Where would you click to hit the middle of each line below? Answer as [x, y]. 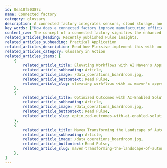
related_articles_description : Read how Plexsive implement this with [80, 47]
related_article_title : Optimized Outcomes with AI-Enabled [86, 97]
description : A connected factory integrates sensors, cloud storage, [80, 24]
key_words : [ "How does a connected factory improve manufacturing [75, 28]
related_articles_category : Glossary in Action [55, 51]
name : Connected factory [31, 14]
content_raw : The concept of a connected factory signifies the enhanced [83, 33]
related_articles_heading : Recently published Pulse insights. [72, 38]
